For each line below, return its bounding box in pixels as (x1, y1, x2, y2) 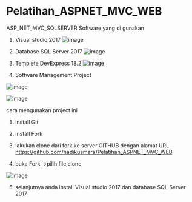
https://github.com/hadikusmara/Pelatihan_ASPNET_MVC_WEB (15, 148, 173, 155)
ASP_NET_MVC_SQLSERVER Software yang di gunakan (6, 24, 144, 32)
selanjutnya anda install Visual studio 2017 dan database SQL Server (15, 183, 186, 190)
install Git (15, 118, 39, 126)
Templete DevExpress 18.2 (15, 59, 82, 67)
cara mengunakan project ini (6, 106, 78, 113)
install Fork (15, 130, 43, 137)
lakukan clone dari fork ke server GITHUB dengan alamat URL (15, 141, 170, 149)
